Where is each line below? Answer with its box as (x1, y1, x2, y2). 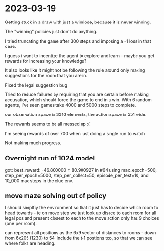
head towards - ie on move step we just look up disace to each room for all (5, 210, 156, 216)
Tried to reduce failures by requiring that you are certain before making (5, 91, 149, 97)
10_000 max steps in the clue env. (5, 177, 74, 183)
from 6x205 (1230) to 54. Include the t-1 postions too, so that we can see (5, 235, 153, 241)
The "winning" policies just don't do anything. (5, 28, 98, 34)
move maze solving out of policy (5, 192, 107, 200)
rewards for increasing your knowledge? (5, 58, 87, 64)
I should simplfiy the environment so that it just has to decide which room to (5, 205, 159, 210)
